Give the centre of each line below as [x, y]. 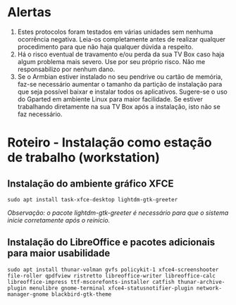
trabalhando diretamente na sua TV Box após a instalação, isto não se [119, 106]
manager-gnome [28, 294]
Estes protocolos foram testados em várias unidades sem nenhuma [115, 32]
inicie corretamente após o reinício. [59, 220]
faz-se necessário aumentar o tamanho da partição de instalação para [120, 84]
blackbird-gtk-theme [82, 294]
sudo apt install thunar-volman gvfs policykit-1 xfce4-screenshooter [113, 269]
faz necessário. [40, 114]
